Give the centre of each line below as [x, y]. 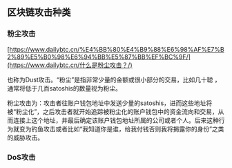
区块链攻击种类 [39, 12]
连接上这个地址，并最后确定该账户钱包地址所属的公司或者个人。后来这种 [116, 120]
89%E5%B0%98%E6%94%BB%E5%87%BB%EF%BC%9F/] [104, 57]
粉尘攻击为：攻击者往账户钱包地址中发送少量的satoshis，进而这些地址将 [110, 103]
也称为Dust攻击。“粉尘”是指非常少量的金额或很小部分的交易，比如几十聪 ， [114, 80]
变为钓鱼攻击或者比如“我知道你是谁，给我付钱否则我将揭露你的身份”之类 [122, 129]
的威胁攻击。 [25, 138]
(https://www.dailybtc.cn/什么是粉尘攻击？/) [70, 65]
